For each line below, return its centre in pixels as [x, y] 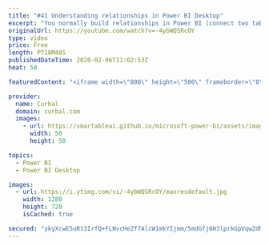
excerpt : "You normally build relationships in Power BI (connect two [128, 23]
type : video [28, 38]
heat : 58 [23, 68]
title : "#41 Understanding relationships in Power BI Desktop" [116, 16]
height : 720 [42, 207]
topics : [21, 155]
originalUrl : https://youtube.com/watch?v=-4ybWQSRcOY [102, 30]
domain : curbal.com [48, 111]
